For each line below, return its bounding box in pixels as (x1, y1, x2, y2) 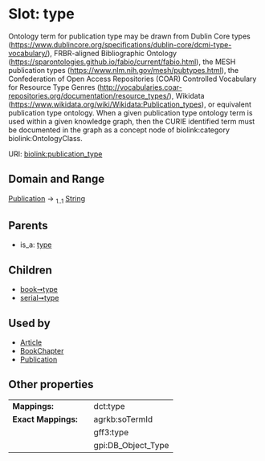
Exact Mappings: (12, 414, 78, 425)
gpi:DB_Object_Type (93, 439, 169, 451)
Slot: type (8, 5, 75, 23)
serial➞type (19, 293, 59, 303)
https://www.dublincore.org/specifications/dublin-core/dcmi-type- (10, 39, 232, 49)
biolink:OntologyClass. (8, 133, 83, 143)
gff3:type (93, 427, 129, 438)
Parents (8, 218, 48, 233)
